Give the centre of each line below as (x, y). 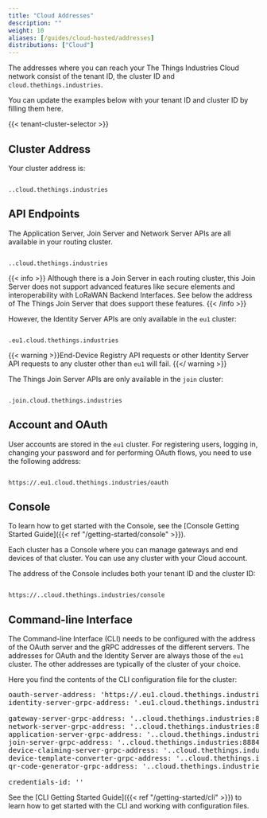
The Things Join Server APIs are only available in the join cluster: (116, 379)
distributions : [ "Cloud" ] (51, 45)
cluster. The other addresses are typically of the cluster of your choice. (124, 664)
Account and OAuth (58, 425)
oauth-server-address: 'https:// (74, 695)
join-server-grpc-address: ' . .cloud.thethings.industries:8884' (136, 742)
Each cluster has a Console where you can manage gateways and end (123, 550)
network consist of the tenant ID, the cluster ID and (91, 76)
